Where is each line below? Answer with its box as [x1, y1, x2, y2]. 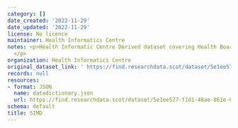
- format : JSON [7, 83, 52, 90]
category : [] [7, 10, 46, 18]
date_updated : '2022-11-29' [7, 23, 91, 31]
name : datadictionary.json [13, 90, 93, 97]
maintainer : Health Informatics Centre [7, 37, 125, 44]
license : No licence [7, 30, 69, 38]
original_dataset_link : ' [7, 63, 84, 70]
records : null [7, 70, 50, 77]
